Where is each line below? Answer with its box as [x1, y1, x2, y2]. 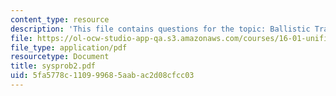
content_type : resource [10, 14, 110, 25]
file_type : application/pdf [10, 42, 128, 53]
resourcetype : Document [10, 52, 110, 62]
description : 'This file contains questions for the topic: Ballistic [10, 24, 311, 34]
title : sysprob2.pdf [10, 61, 97, 71]
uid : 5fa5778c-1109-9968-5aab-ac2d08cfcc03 [10, 71, 195, 81]
